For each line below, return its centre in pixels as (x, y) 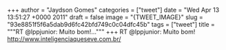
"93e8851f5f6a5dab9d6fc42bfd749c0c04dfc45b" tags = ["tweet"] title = (111, 24)
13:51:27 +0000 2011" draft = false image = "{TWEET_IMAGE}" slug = (105, 17)
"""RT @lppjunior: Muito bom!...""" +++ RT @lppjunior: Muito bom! (101, 32)
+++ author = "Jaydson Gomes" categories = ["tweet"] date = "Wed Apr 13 (113, 10)
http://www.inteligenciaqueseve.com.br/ (64, 39)
